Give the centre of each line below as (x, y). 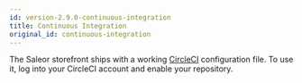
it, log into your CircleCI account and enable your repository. (121, 69)
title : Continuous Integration (68, 26)
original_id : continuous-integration (80, 34)
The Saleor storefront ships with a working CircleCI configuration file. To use (151, 60)
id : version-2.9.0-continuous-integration (90, 17)
